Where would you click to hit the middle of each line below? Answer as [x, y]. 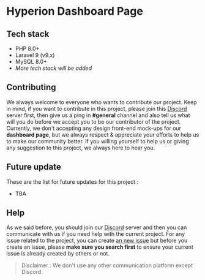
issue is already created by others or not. [58, 254]
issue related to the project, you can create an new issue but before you [97, 241]
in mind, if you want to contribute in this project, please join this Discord [97, 108]
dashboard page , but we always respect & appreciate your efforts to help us [103, 134]
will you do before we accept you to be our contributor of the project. [94, 121]
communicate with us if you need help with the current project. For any [96, 234]
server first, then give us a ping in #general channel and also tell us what [99, 115]
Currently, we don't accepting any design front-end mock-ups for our [94, 128]
